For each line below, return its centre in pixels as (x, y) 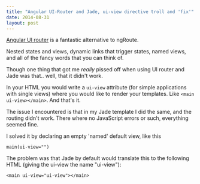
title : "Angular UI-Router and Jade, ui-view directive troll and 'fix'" (100, 12)
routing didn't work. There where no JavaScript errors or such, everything (97, 118)
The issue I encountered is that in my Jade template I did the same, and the (99, 112)
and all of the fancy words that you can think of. (65, 58)
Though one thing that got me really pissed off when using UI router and (95, 70)
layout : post (22, 23)
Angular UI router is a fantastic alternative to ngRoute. (72, 40)
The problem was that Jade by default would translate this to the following (98, 158)
